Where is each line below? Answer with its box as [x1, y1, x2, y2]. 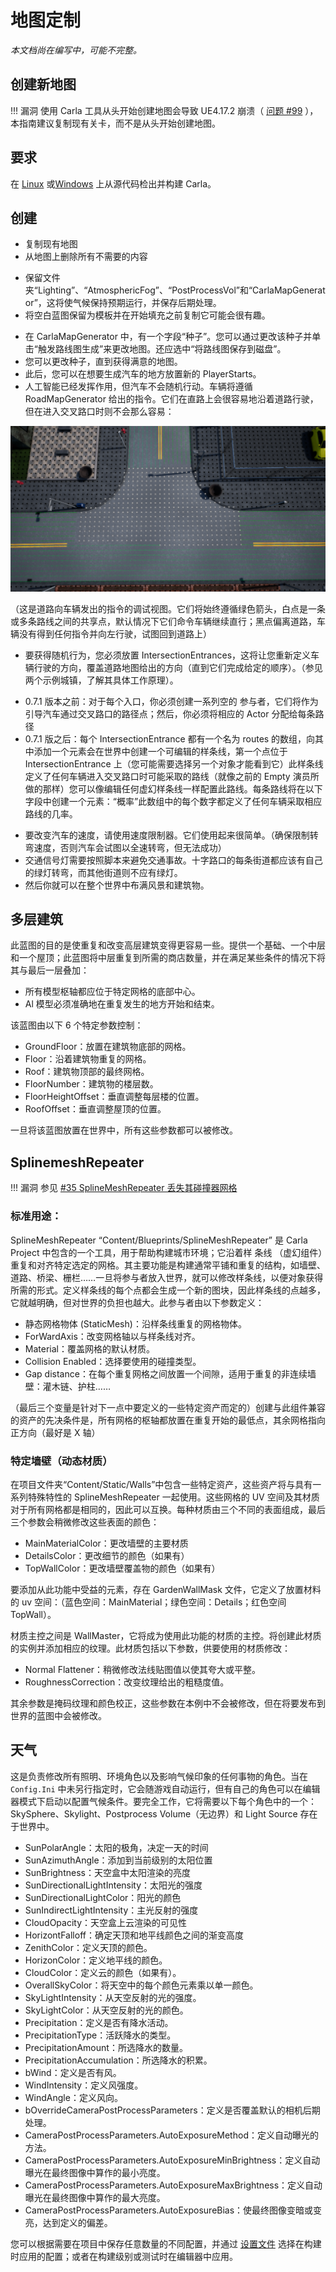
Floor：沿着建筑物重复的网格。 [24, 1053, 152, 1065]
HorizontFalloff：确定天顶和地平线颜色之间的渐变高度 [24, 1929, 244, 1941]
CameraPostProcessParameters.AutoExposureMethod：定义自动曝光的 [24, 2129, 319, 2141]
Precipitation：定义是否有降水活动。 [24, 2016, 174, 2028]
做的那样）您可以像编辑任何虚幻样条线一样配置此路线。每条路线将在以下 [24, 782, 323, 795]
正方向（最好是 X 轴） [10, 1426, 101, 1438]
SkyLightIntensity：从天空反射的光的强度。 [24, 1991, 202, 2003]
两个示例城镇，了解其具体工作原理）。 [24, 674, 179, 686]
